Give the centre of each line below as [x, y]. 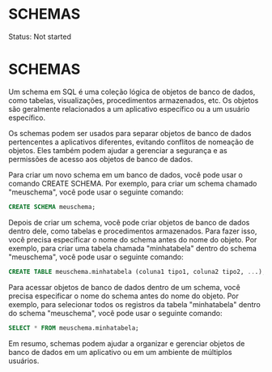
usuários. [24, 361]
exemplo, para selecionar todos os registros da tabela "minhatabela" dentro [134, 304]
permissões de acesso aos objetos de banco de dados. [100, 159]
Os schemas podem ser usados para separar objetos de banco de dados [130, 133]
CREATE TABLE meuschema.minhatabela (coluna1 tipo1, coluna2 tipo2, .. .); [137, 272]
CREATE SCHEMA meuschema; [52, 207]
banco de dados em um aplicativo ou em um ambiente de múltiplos [120, 352]
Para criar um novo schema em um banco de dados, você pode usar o [125, 174]
